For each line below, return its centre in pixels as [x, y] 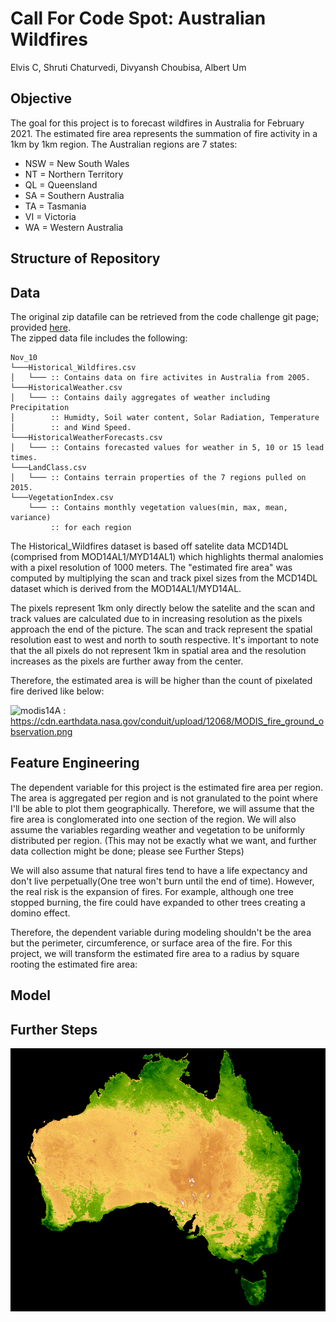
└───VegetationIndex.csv [62, 497]
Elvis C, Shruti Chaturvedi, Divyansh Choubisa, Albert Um [128, 67]
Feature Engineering [75, 763]
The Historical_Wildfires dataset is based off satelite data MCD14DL [149, 546]
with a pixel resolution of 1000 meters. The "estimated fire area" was [151, 567]
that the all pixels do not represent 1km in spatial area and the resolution [158, 650]
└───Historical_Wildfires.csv [73, 367]
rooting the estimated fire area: [74, 964]
